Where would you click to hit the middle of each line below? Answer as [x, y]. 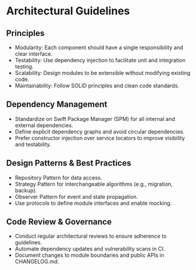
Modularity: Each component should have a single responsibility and [99, 47]
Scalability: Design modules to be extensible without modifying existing [102, 73]
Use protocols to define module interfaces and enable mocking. [93, 203]
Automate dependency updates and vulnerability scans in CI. [90, 249]
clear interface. [33, 54]
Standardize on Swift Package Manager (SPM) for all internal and [95, 119]
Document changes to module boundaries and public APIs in [89, 255]
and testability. [33, 144]
